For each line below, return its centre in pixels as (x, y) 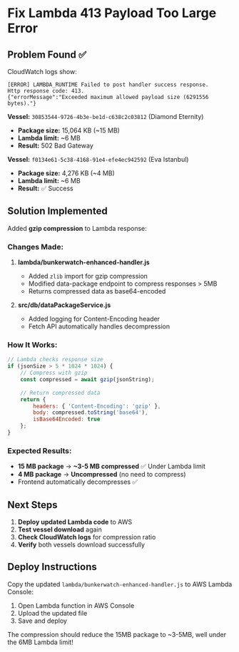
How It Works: (32, 345)
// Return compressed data (60, 393)
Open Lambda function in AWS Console (76, 605)
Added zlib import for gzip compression (88, 276)
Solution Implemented (58, 211)
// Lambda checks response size (55, 360)
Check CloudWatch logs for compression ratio (87, 537)
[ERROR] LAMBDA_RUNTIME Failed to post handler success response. (108, 85)
